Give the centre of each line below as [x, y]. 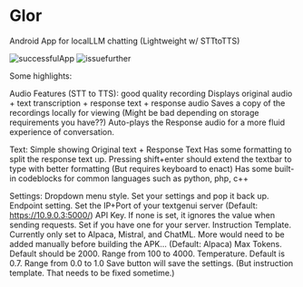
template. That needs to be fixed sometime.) [92, 273]
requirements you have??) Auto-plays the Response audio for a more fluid [147, 122]
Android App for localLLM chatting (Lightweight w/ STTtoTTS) [125, 41]
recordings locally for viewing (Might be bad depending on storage [134, 112]
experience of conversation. [62, 131]
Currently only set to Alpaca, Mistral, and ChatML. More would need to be [147, 234]
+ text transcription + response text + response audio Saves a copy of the [147, 103]
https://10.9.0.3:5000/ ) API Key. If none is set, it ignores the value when [142, 215]
